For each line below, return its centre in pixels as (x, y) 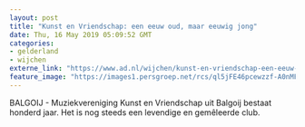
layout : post (34, 18)
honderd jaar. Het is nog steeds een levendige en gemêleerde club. (135, 112)
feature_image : (38, 77)
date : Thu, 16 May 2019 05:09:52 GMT (81, 34)
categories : (32, 43)
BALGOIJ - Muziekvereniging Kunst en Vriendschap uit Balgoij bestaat (141, 103)
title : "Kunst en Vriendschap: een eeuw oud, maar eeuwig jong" (133, 26)
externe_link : (36, 69)
